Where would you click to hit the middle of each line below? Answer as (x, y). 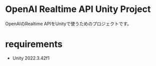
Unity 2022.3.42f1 (31, 58)
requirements (34, 44)
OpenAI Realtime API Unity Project (78, 9)
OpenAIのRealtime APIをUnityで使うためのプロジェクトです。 (68, 23)
